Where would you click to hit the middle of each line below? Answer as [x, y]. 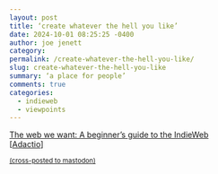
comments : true [38, 84]
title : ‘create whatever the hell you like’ [94, 26]
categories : [31, 92]
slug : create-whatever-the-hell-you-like [88, 68]
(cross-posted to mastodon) [52, 161]
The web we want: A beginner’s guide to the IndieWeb [109, 135]
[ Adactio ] [26, 144]
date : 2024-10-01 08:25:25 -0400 [72, 34]
